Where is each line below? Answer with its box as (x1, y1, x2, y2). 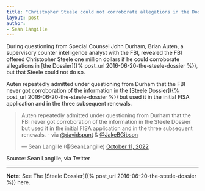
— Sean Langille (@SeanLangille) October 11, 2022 (21, 143, 149, 150)
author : (6, 20, 26, 26)
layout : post (6, 15, 40, 21)
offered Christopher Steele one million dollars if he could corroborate (6, 56, 180, 63)
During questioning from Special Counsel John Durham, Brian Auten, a (6, 43, 184, 50)
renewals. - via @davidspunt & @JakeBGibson (21, 131, 138, 139)
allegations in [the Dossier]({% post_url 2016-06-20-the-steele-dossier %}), (6, 62, 198, 70)
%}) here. (6, 179, 31, 186)
